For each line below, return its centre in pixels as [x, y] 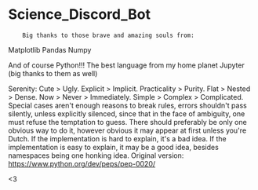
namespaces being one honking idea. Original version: [96, 155]
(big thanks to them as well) [53, 73]
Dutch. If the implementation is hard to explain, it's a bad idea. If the [117, 138]
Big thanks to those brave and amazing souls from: [108, 35]
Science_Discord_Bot [80, 15]
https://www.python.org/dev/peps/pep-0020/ [82, 163]
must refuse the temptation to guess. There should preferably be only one [127, 122]
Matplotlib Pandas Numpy [50, 49]
